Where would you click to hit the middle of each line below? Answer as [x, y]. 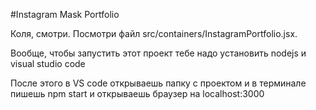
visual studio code [48, 63]
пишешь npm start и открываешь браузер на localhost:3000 [137, 93]
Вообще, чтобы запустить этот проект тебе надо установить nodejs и [158, 53]
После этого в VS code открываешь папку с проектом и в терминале [158, 83]
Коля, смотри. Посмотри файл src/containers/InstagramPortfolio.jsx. [154, 33]
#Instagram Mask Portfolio [65, 14]
